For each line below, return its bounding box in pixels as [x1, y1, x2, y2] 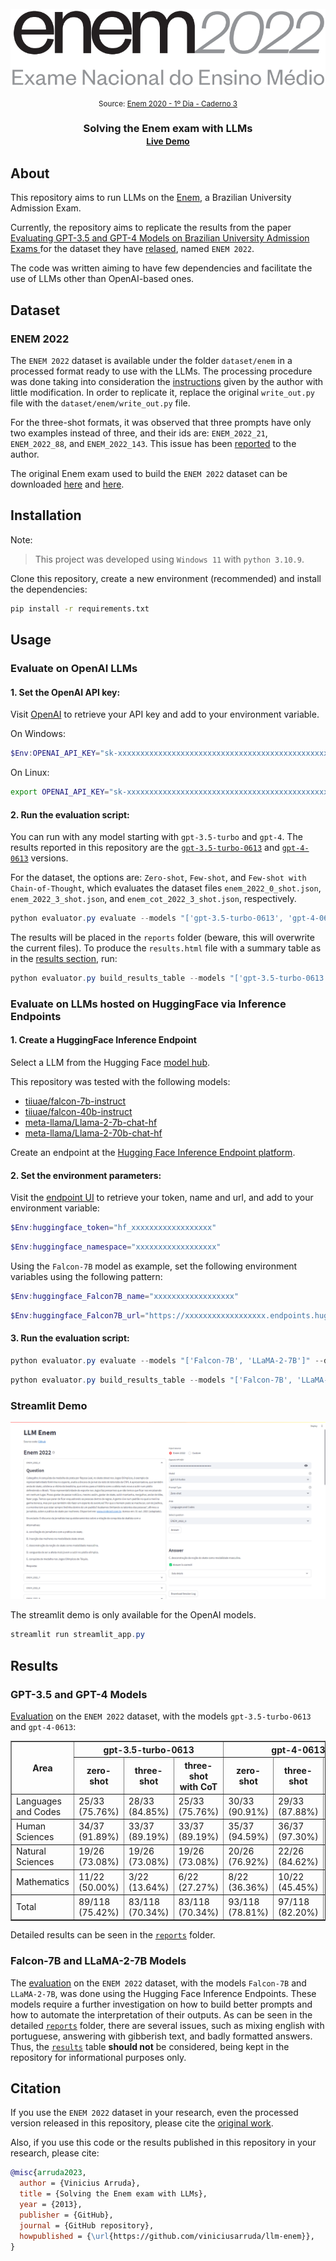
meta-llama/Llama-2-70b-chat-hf [24, 1127, 163, 1139]
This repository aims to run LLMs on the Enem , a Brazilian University [10, 192, 292, 204]
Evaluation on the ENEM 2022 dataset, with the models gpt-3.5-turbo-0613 [10, 1710, 312, 1722]
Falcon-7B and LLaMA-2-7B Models [10, 1954, 187, 1968]
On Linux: [10, 767, 50, 779]
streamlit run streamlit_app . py [10, 1630, 145, 1640]
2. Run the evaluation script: [10, 808, 130, 821]
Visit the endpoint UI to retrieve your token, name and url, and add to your [10, 1192, 314, 1204]
